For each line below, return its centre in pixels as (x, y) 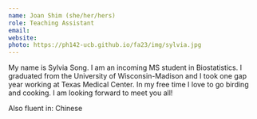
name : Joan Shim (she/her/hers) (62, 15)
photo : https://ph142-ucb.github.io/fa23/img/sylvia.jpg (105, 45)
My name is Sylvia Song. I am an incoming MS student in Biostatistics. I (125, 67)
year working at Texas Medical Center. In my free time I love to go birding (128, 85)
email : (19, 30)
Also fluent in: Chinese (45, 109)
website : (23, 38)
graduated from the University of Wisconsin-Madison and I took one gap (128, 76)
